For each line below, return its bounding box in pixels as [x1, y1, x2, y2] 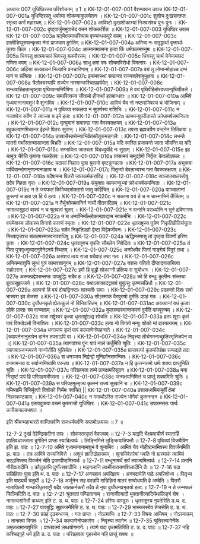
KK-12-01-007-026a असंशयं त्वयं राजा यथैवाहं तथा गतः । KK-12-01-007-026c [6, 253, 174, 260]
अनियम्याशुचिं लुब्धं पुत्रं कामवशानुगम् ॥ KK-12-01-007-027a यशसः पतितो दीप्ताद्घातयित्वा [6, 260, 180, 267]
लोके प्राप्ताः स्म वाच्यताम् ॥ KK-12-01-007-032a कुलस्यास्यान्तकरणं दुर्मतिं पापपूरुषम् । [6, 306, 175, 313]
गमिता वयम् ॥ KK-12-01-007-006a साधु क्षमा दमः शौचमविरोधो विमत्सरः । [6, 59, 152, 66]
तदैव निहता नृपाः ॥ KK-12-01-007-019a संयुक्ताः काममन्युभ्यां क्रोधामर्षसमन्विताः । [6, 179, 166, 186]
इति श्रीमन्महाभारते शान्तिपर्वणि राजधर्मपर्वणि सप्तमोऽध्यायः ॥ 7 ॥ [6, 419, 123, 425]
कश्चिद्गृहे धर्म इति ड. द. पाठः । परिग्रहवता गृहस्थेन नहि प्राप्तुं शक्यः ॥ [6, 530, 134, 537]
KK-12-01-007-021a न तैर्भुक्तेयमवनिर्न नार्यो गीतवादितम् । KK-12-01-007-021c [6, 200, 172, 206]
